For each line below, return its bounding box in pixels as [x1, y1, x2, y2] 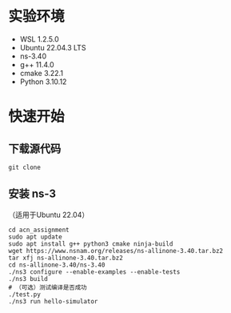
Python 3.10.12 [19, 77, 67, 86]
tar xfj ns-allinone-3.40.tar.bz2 [8, 254, 124, 262]
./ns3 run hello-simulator [8, 297, 98, 305]
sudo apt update [8, 233, 62, 241]
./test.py [8, 290, 42, 299]
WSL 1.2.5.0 [19, 34, 59, 44]
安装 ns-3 [8, 187, 57, 201]
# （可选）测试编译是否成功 [8, 283, 88, 291]
